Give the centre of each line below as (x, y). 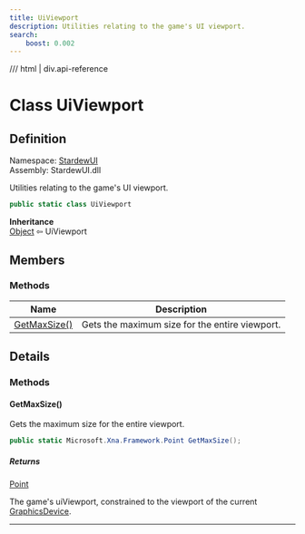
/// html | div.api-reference (59, 69)
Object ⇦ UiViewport (49, 231)
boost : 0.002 (50, 43)
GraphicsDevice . (40, 511)
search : (24, 34)
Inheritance (32, 222)
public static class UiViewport (70, 205)
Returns (25, 461)
